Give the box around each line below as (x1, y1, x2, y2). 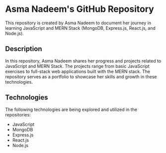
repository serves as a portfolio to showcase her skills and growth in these (5, 73, 157, 80)
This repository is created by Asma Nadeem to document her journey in (5, 20, 151, 26)
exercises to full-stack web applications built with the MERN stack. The (5, 68, 150, 74)
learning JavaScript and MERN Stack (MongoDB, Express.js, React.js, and (5, 25, 156, 31)
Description (5, 45, 42, 53)
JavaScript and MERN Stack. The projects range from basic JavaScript (5, 63, 150, 69)
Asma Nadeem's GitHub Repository (5, 3, 155, 15)
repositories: (5, 111, 31, 117)
